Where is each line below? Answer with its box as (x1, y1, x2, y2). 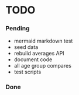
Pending (5, 24, 30, 33)
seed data (13, 44, 39, 51)
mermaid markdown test (13, 37, 73, 44)
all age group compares (13, 62, 71, 69)
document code (13, 56, 53, 63)
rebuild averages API (13, 50, 65, 57)
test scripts (13, 68, 42, 76)
